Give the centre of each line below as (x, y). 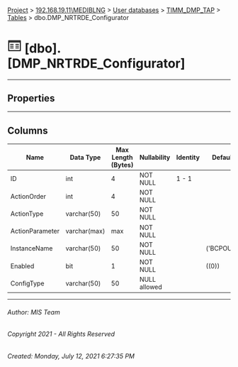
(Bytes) (122, 165)
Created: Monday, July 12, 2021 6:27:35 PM (71, 356)
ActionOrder (28, 196)
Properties (31, 98)
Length (122, 157)
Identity (188, 157)
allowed (151, 287)
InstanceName (32, 248)
